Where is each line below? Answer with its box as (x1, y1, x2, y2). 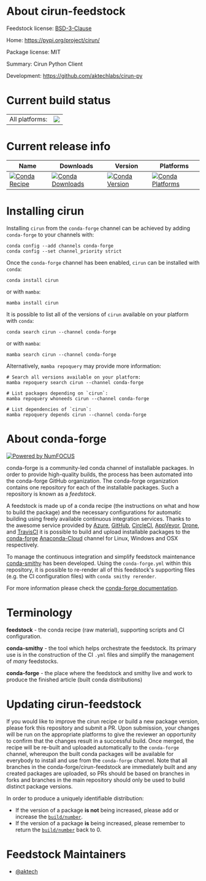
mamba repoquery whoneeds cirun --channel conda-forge (6, 395, 150, 402)
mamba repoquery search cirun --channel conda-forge (6, 379, 144, 385)
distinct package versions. (6, 782, 73, 790)
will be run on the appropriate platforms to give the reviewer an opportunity (6, 730, 196, 738)
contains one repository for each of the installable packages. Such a (6, 483, 179, 491)
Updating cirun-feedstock (6, 697, 142, 711)
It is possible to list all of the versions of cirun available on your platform (6, 311, 189, 318)
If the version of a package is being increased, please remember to (15, 819, 185, 826)
